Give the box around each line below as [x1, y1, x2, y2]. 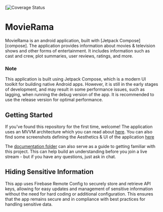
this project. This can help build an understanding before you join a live [5, 148, 147, 155]
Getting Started [5, 111, 53, 119]
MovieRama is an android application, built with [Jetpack [5, 37, 119, 43]
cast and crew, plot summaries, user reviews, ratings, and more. [5, 53, 133, 59]
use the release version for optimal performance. [5, 97, 103, 103]
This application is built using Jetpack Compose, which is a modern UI [5, 76, 146, 82]
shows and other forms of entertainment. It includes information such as [5, 48, 150, 53]
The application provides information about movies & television [29, 43, 156, 49]
